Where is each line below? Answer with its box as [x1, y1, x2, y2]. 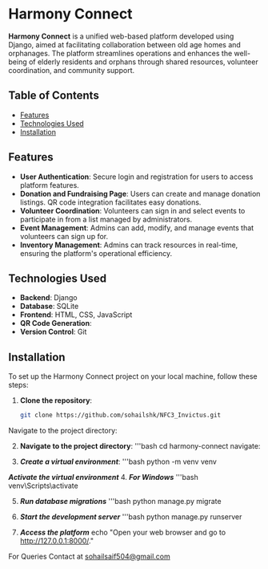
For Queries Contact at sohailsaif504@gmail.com [8, 551, 170, 562]
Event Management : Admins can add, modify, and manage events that [19, 222, 254, 233]
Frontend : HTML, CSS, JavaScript [19, 310, 133, 319]
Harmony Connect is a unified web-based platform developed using [8, 31, 234, 41]
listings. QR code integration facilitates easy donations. [19, 197, 202, 207]
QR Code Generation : [19, 319, 92, 328]
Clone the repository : [19, 396, 93, 405]
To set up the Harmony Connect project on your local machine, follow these [8, 372, 258, 381]
